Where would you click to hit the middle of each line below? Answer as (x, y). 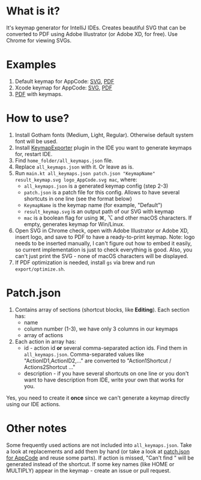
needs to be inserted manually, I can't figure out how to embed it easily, (103, 243)
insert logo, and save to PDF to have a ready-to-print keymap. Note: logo (105, 237)
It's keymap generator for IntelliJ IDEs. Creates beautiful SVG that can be (96, 28)
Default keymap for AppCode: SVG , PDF (64, 81)
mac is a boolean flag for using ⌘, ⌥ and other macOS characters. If (108, 218)
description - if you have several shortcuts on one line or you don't (106, 373)
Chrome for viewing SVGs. (39, 40)
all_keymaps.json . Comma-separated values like (84, 354)
